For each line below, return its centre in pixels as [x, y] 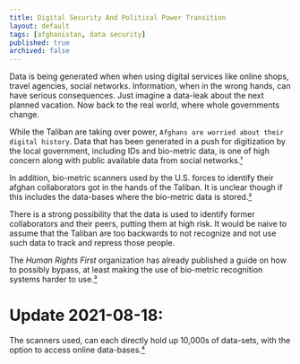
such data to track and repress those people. [92, 243]
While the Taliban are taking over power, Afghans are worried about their [147, 132]
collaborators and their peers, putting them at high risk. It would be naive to [148, 224]
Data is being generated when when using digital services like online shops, [149, 76]
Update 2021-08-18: [86, 316]
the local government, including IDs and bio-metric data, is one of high [140, 151]
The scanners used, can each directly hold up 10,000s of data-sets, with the [150, 341]
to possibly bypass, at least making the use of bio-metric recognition [136, 270]
